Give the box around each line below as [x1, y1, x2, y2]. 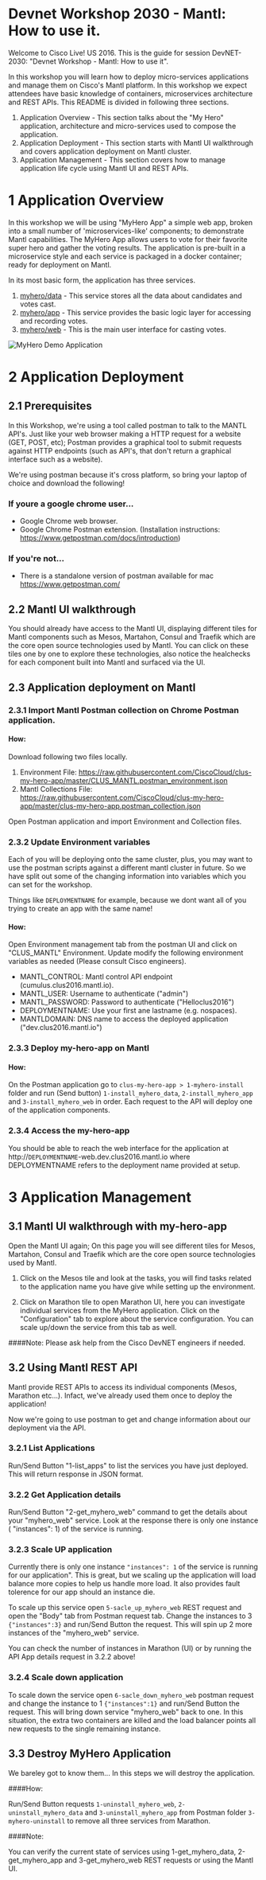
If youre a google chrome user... [8, 498, 134, 509]
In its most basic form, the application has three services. [8, 275, 196, 285]
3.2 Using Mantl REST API [8, 1361, 138, 1375]
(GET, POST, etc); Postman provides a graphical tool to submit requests [8, 437, 242, 447]
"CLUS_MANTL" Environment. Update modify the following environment [8, 948, 244, 958]
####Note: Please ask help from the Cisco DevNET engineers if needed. [8, 1338, 246, 1348]
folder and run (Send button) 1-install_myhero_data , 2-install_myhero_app [8, 1088, 254, 1098]
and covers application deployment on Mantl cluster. [19, 146, 192, 156]
